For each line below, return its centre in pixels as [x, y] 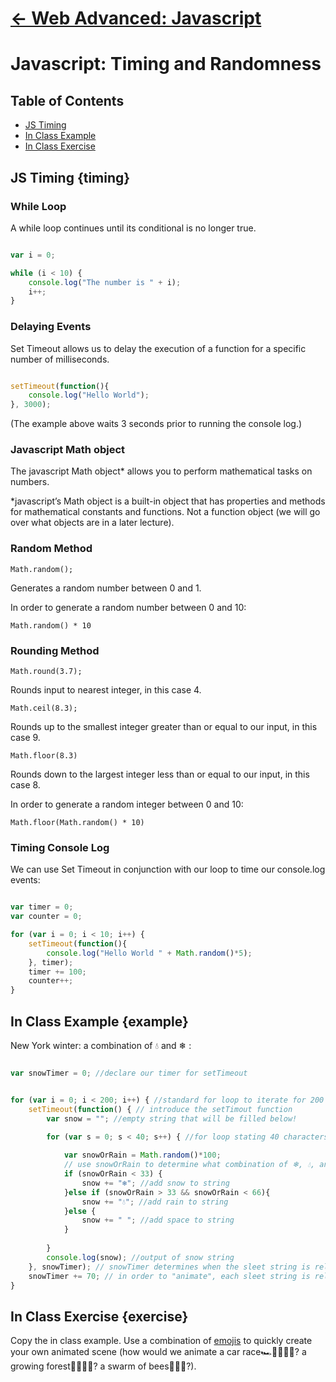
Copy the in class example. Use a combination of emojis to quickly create [161, 1341]
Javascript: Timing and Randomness [166, 64]
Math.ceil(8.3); [44, 708]
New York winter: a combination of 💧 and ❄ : [101, 1046]
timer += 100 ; [57, 972]
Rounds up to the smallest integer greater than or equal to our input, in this [164, 727]
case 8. [25, 785]
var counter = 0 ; [46, 917]
